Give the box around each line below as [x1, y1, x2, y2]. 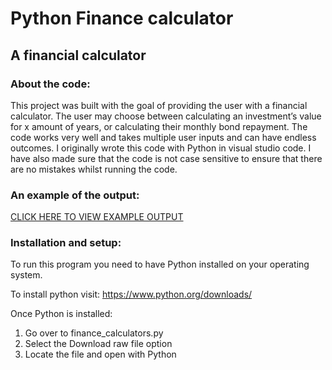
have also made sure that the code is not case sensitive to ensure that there [10, 152, 323, 164]
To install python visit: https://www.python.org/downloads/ [10, 288, 253, 301]
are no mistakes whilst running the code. [10, 163, 178, 175]
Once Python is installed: [10, 308, 113, 320]
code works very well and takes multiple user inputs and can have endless [10, 131, 317, 143]
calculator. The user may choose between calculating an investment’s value [10, 110, 322, 122]
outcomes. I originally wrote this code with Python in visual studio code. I [10, 142, 312, 154]
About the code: [10, 77, 91, 91]
